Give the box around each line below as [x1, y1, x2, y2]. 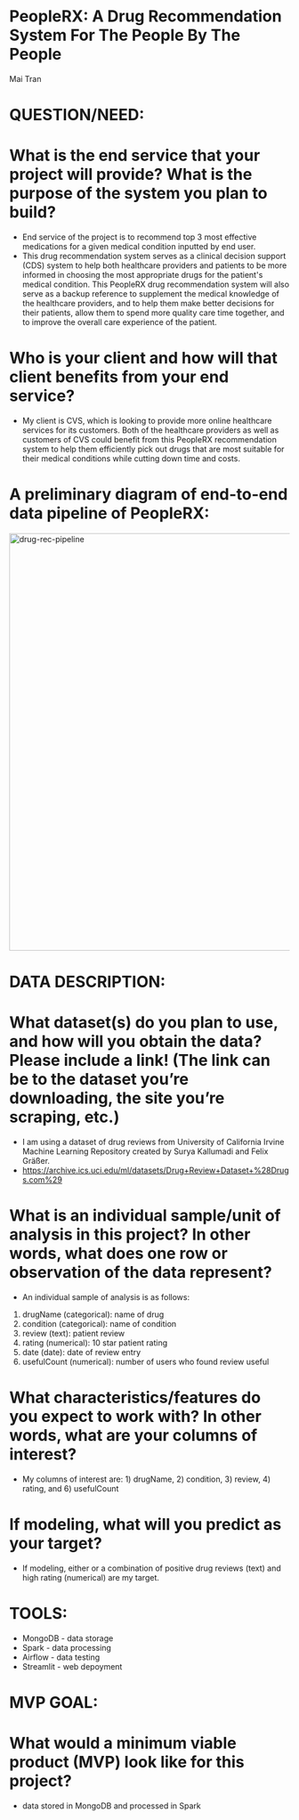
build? [9, 202, 56, 223]
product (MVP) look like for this [9, 1752, 245, 1773]
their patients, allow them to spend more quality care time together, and [21, 307, 285, 318]
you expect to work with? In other [9, 1407, 263, 1426]
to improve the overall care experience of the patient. [21, 317, 218, 328]
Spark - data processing [21, 1642, 111, 1653]
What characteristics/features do [9, 1387, 261, 1408]
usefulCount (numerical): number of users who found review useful [21, 1356, 270, 1367]
